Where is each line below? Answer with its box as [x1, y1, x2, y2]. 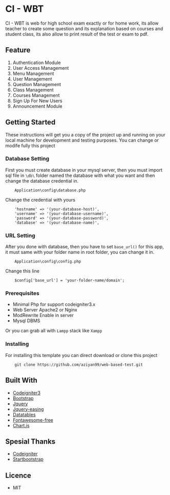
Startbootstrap [12, 456, 44, 462]
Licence [5, 471, 32, 480]
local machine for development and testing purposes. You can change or [5, 137, 159, 143]
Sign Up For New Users [12, 97, 62, 104]
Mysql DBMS [12, 318, 40, 324]
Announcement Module [12, 103, 62, 109]
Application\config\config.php [14, 259, 81, 264]
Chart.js [12, 422, 30, 428]
